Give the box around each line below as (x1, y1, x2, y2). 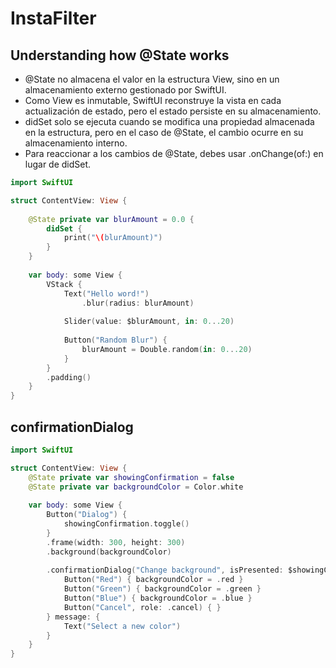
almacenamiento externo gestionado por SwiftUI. (24, 84, 227, 96)
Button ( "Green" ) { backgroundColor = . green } (63, 584, 262, 594)
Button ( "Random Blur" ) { (63, 335, 168, 345)
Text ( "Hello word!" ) (63, 288, 150, 299)
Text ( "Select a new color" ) (63, 621, 182, 631)
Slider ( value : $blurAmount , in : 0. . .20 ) (63, 317, 235, 327)
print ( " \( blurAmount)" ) (63, 233, 163, 243)
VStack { (46, 279, 83, 289)
